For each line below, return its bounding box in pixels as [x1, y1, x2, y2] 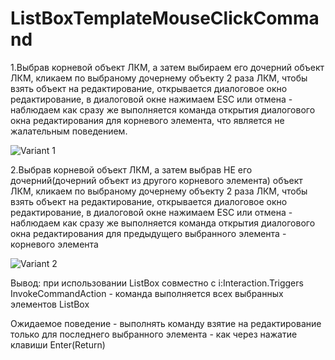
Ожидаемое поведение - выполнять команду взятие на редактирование [10, 317, 322, 329]
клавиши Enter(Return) [10, 338, 106, 351]
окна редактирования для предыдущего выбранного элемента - [10, 227, 287, 239]
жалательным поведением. [10, 125, 128, 137]
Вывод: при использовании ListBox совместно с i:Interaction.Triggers [10, 277, 304, 289]
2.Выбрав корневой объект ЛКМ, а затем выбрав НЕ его [10, 163, 253, 176]
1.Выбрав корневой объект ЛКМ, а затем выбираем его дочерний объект [10, 61, 325, 73]
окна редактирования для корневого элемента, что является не [10, 114, 285, 126]
